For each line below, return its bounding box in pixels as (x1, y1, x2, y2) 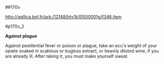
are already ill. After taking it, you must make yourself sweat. (5, 53, 129, 59)
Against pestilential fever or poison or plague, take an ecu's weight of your (5, 43, 157, 49)
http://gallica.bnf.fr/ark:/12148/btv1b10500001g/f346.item (5, 14, 122, 19)
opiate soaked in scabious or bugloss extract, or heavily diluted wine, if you (5, 48, 160, 54)
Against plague (5, 33, 37, 39)
